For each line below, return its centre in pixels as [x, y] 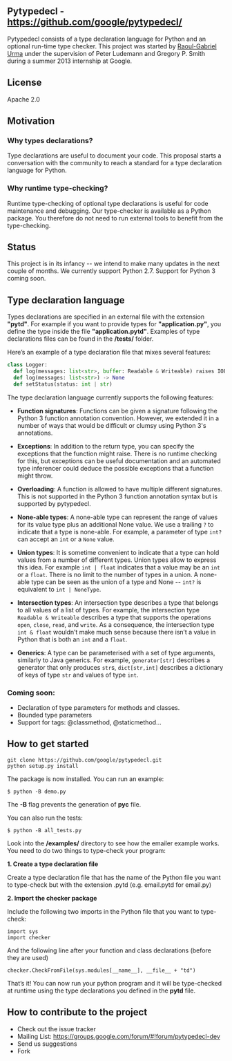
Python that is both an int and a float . [72, 639]
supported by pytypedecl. [54, 503]
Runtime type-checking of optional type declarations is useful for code [108, 203]
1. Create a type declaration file [53, 864]
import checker [29, 937]
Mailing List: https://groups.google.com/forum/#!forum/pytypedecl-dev [119, 1036]
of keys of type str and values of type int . [78, 675]
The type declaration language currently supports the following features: [110, 397]
